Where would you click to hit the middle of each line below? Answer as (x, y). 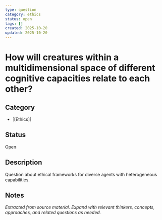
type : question (21, 10)
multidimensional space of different (80, 68)
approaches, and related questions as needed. (53, 213)
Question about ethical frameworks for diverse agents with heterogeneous (81, 174)
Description (24, 163)
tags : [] (14, 24)
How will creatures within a (62, 57)
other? (19, 89)
